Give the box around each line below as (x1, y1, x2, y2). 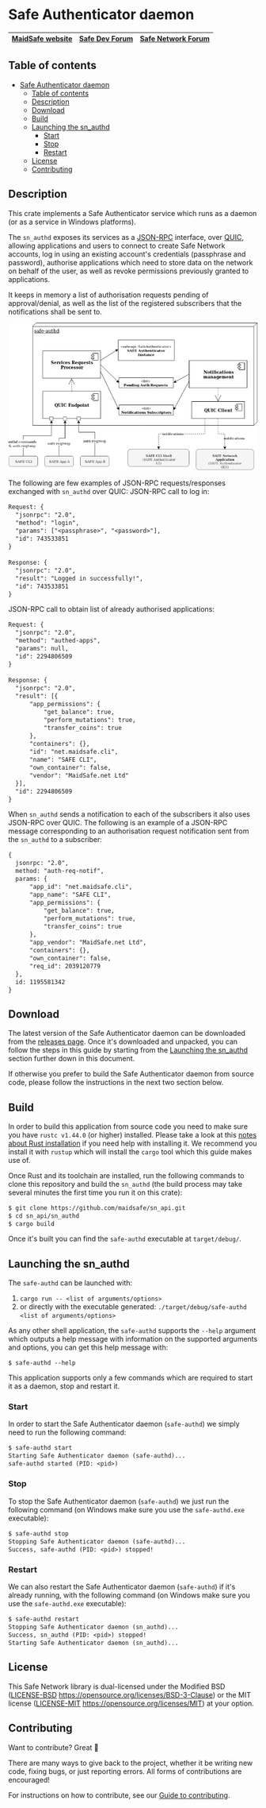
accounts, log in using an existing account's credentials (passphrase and (8, 249, 246, 259)
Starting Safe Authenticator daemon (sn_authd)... (8, 1639, 179, 1647)
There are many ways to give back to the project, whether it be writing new (8, 1758, 253, 1767)
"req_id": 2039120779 (28, 962, 101, 970)
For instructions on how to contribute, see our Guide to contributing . (8, 1790, 230, 1800)
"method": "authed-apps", (15, 636, 101, 644)
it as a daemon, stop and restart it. (8, 1381, 120, 1391)
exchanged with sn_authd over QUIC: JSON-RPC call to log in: (8, 486, 210, 496)
